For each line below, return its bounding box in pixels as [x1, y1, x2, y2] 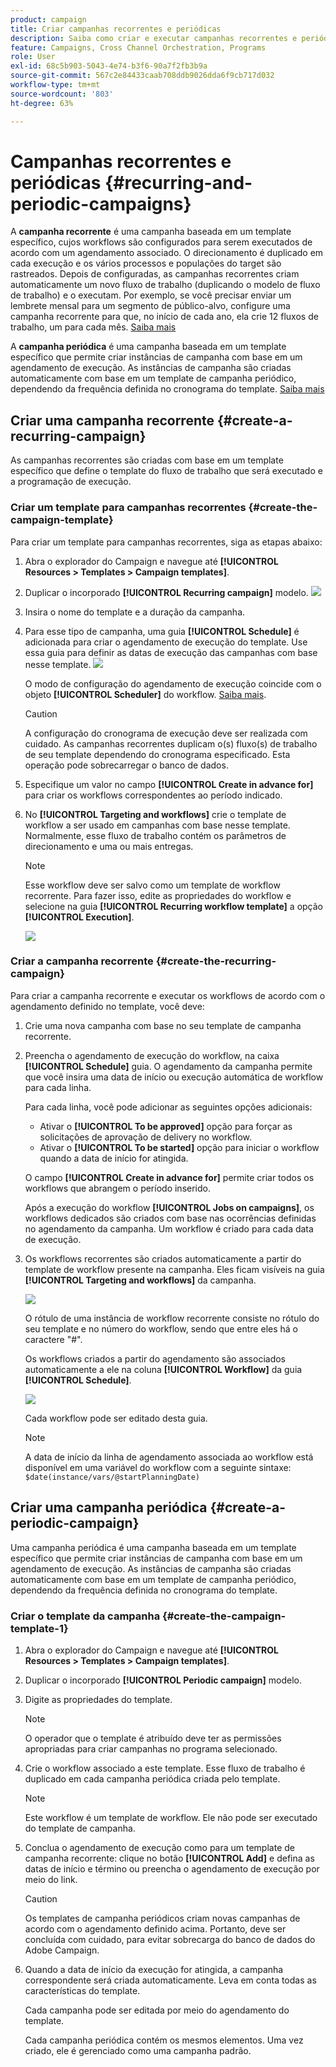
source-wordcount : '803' [10, 89, 114, 99]
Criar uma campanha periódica [10, 1499, 208, 1516]
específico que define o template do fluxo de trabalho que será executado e [10, 465, 323, 477]
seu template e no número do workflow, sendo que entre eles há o [24, 1322, 298, 1335]
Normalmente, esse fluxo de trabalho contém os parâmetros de [24, 829, 287, 841]
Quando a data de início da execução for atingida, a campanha [24, 1963, 284, 1975]
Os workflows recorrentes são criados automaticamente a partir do [24, 1252, 302, 1265]
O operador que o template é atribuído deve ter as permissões [24, 1732, 282, 1744]
